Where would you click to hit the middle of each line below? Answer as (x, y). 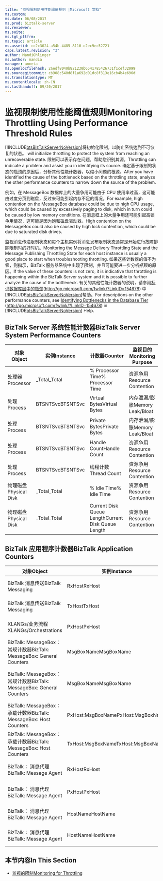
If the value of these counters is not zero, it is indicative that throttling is (85, 272)
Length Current (106, 518)
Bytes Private (104, 427)
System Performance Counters (53, 335)
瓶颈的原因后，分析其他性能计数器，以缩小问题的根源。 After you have (83, 172)
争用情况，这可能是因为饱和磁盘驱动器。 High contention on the (68, 221)
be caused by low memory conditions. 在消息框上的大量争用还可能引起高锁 (80, 215)
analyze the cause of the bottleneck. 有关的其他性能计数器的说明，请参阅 (78, 283)
